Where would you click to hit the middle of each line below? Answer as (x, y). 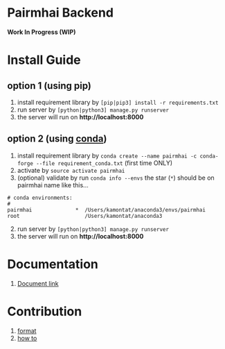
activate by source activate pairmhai (71, 170)
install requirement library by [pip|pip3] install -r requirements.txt (118, 102)
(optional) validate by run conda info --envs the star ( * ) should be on (116, 178)
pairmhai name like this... (53, 185)
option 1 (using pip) (49, 86)
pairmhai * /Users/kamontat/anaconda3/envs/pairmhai (107, 210)
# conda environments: (40, 198)
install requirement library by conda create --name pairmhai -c (107, 155)
